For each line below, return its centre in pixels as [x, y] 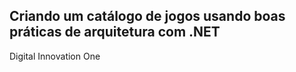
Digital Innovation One [55, 56]
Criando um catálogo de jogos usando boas [147, 16]
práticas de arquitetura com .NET [115, 32]
